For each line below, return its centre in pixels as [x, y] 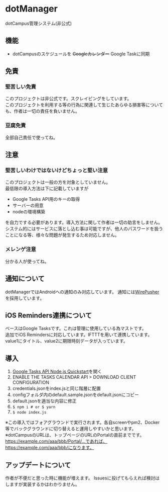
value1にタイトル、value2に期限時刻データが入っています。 [66, 341]
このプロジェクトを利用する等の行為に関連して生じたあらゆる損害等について [84, 105]
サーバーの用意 [28, 206]
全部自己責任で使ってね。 [32, 137]
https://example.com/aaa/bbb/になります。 [50, 448]
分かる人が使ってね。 [27, 261]
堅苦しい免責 [21, 87]
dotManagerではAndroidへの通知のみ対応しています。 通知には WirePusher [82, 292]
